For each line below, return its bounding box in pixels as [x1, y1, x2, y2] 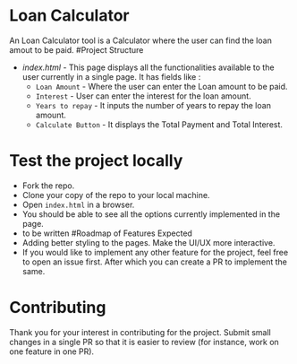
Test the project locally [9, 151, 183, 171]
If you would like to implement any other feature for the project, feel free [21, 247, 289, 257]
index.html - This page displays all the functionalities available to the [21, 62, 275, 73]
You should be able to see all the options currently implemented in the [21, 208, 280, 220]
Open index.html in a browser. [21, 199, 135, 210]
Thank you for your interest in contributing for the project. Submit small [9, 326, 271, 337]
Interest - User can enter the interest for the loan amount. [35, 91, 252, 101]
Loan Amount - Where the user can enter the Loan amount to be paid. [35, 81, 288, 91]
